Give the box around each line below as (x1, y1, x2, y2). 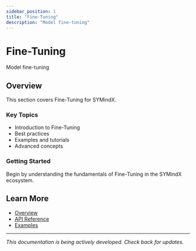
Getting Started (6, 157, 51, 165)
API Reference (14, 215, 50, 222)
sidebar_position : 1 (6, 8, 57, 15)
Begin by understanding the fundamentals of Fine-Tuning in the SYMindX (6, 170, 182, 177)
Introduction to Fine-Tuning (14, 124, 80, 131)
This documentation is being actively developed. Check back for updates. (6, 238, 184, 245)
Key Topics (6, 111, 38, 119)
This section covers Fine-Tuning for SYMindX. (6, 96, 117, 103)
